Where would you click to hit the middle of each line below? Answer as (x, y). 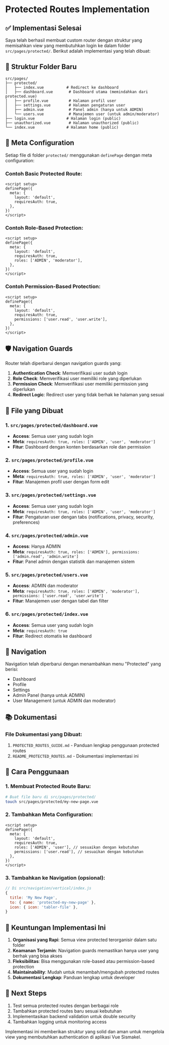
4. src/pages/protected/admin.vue (47, 535)
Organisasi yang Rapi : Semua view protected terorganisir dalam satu (85, 940)
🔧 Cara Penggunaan (37, 772)
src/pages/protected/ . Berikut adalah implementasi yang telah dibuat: (78, 51)
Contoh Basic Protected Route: (44, 173)
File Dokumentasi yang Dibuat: (44, 734)
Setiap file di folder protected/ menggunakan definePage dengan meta (79, 155)
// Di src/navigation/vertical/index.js (49, 888)
